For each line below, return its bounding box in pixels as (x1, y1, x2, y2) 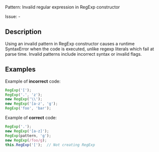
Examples (5, 65, 36, 74)
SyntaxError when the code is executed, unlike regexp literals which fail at (5, 46, 154, 52)
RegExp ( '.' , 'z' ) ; (5, 92, 43, 97)
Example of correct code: (5, 115, 57, 120)
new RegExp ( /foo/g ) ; (5, 138, 47, 143)
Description (5, 28, 42, 36)
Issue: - (5, 14, 21, 19)
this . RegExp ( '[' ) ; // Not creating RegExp (5, 142, 95, 147)
